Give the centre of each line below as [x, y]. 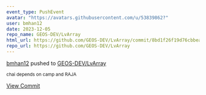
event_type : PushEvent [35, 12]
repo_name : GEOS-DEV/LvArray [44, 35]
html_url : [19, 40]
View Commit [23, 85]
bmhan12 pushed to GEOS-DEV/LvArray [56, 63]
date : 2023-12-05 [29, 29]
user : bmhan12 [25, 23]
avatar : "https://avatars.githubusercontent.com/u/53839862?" [87, 18]
